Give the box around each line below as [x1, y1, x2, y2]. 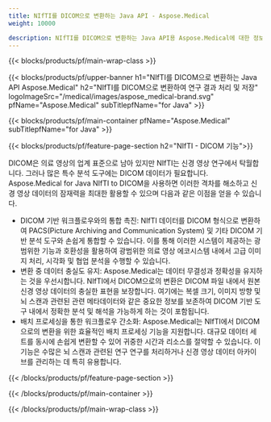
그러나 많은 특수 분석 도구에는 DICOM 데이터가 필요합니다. [25, 169, 209, 178]
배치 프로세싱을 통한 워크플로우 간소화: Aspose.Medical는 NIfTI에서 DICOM [19, 316, 261, 327]
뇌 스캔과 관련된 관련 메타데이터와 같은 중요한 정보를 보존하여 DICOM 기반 [19, 296, 253, 307]
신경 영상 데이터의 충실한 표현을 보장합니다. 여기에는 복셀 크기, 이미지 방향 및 [19, 286, 261, 296]
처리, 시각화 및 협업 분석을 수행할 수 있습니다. [28, 256, 171, 266]
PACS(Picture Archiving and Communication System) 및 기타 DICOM [28, 226, 255, 236]
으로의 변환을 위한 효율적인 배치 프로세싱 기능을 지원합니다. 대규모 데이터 [19, 327, 248, 336]
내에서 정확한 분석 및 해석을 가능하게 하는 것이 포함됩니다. [28, 307, 210, 316]
